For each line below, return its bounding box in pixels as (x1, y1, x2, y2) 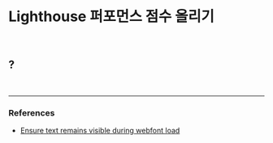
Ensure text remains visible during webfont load (19, 126, 180, 136)
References (8, 107, 55, 118)
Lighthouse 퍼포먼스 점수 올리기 (8, 7, 214, 26)
